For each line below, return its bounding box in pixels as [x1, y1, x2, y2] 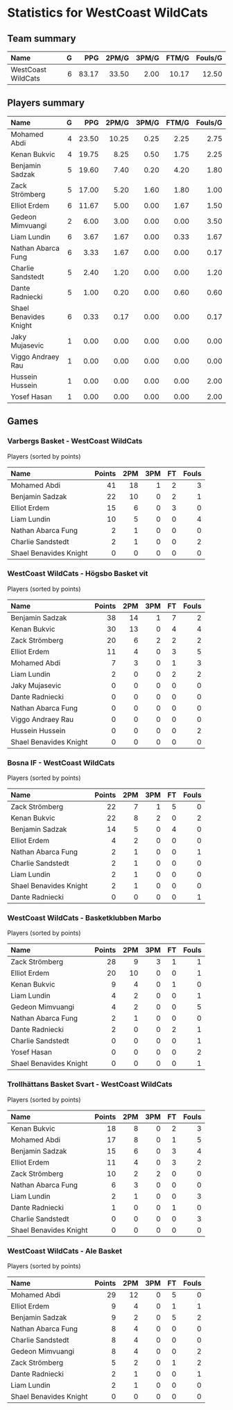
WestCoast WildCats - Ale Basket [7, 1246, 123, 1256]
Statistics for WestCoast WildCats [7, 5, 208, 21]
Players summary [7, 97, 85, 109]
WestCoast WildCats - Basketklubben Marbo [7, 913, 162, 923]
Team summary [7, 33, 76, 44]
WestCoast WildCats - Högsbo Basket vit [7, 568, 148, 578]
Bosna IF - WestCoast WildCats [7, 757, 115, 767]
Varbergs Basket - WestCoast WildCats [7, 436, 143, 446]
